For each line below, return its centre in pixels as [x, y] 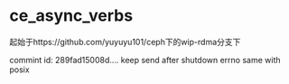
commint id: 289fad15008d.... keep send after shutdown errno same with [145, 60]
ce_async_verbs [71, 16]
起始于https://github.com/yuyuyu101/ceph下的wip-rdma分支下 [125, 42]
